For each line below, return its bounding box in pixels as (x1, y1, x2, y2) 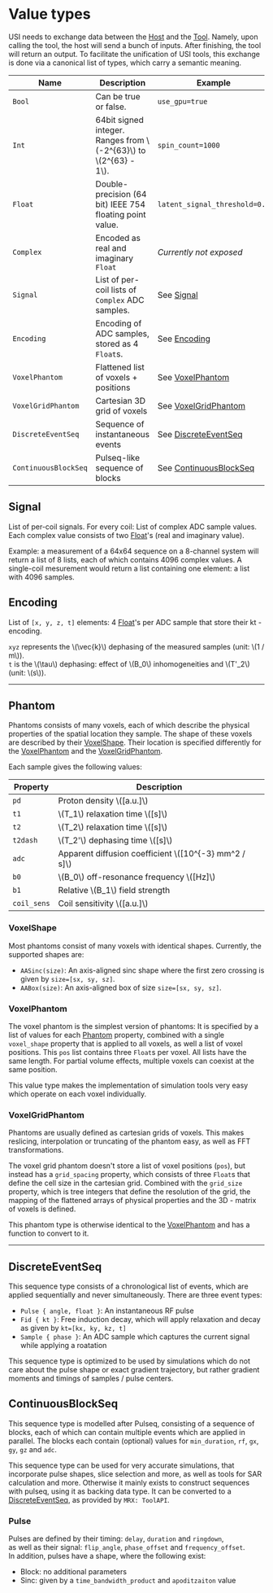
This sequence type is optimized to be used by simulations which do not (8, 1356, 250, 1366)
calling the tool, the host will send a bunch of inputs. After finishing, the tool (8, 40, 262, 50)
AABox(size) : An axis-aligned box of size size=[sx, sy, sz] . (19, 982, 222, 992)
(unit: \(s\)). (8, 667, 46, 677)
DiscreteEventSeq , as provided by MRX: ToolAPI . (8, 1495, 170, 1504)
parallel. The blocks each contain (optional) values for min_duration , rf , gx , (8, 1436, 259, 1446)
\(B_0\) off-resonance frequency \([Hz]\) (58, 872, 216, 883)
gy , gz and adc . (8, 1444, 57, 1454)
